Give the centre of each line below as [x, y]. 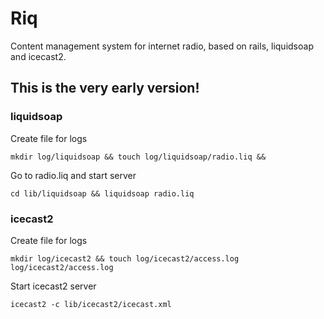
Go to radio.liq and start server [73, 175]
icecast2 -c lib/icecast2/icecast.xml [91, 304]
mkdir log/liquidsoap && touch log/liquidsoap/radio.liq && [138, 157]
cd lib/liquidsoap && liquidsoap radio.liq [102, 193]
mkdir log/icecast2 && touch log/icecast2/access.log [125, 258]
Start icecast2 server [53, 286]
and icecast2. [38, 56]
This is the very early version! [105, 88]
